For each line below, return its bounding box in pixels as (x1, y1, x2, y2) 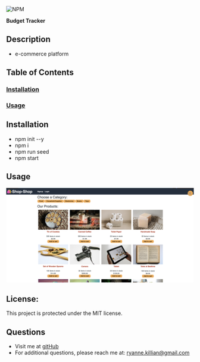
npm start (14, 154, 39, 161)
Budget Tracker (6, 17, 46, 24)
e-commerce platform (14, 50, 69, 57)
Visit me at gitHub (14, 343, 59, 350)
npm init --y (14, 135, 45, 142)
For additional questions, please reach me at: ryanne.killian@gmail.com (14, 349, 190, 357)
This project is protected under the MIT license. (6, 310, 123, 317)
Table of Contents (6, 67, 74, 77)
